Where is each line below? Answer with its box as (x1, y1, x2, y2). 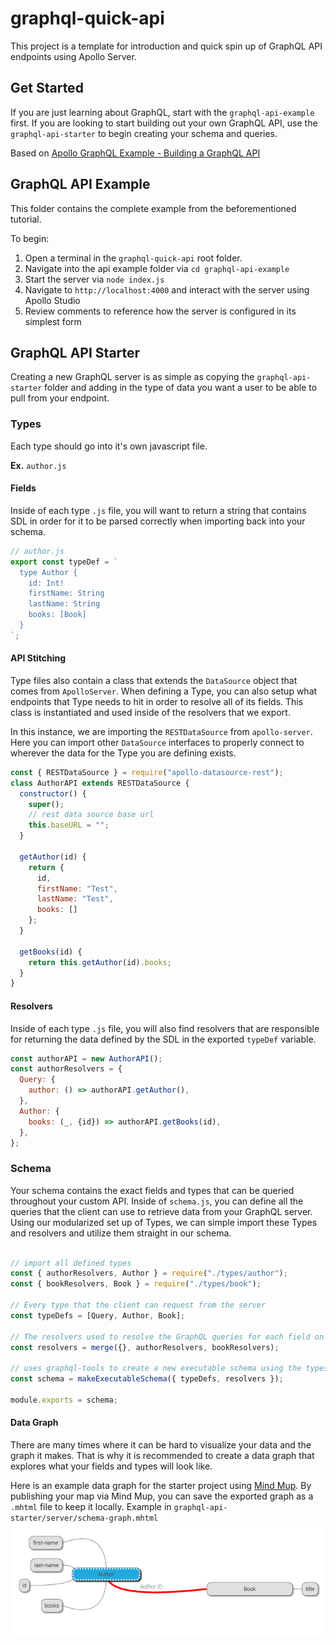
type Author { (19, 567, 78, 577)
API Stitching (10, 652, 67, 664)
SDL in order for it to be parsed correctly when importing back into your (10, 515, 306, 527)
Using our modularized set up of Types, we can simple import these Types (10, 1216, 318, 1228)
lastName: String (28, 599, 101, 609)
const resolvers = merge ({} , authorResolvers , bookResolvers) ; (10, 1342, 280, 1352)
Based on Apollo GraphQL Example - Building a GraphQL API (10, 147, 261, 159)
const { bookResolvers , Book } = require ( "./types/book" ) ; (10, 1279, 262, 1289)
